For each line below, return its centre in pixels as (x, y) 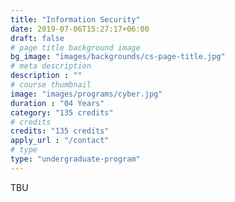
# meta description (51, 66)
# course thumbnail (51, 85)
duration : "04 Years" (57, 103)
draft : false (37, 38)
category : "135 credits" (62, 112)
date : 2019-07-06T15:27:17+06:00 (80, 29)
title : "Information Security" (75, 19)
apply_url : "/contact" (60, 141)
